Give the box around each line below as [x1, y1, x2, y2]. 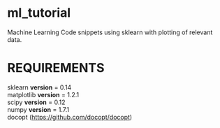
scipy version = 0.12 [7, 98, 66, 106]
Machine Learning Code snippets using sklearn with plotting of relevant [7, 28, 213, 36]
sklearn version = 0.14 [7, 83, 72, 92]
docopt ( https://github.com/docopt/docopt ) [7, 113, 133, 121]
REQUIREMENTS [7, 60, 105, 76]
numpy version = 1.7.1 [7, 105, 70, 113]
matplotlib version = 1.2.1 [7, 90, 79, 99]
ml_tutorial [7, 5, 71, 21]
